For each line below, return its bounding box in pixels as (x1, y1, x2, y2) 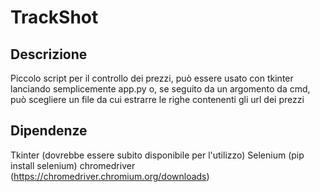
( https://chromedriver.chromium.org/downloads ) (10, 170, 210, 182)
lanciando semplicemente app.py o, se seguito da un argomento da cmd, (10, 83, 311, 95)
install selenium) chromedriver (10, 159, 136, 171)
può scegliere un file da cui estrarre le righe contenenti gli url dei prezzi (10, 94, 305, 105)
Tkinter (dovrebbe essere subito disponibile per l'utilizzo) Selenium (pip (10, 149, 305, 161)
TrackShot (10, 6, 99, 29)
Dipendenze (10, 122, 88, 140)
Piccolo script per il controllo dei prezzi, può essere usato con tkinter (10, 72, 294, 84)
